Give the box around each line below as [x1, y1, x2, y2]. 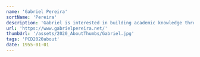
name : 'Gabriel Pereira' [6, 8, 68, 15]
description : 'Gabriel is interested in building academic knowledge [6, 20, 183, 26]
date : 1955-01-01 [6, 42, 49, 48]
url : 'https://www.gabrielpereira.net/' [6, 25, 108, 31]
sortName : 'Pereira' [6, 14, 58, 20]
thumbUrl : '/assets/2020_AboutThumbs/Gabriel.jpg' [6, 31, 135, 37]
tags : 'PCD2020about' [6, 36, 60, 42]
